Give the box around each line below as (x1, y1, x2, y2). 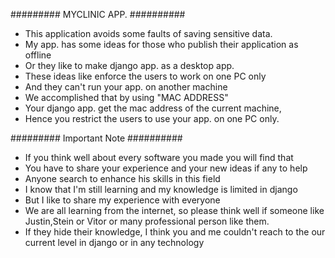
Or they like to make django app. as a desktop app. (24, 60, 235, 71)
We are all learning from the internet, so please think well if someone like (24, 205, 325, 216)
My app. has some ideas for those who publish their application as (24, 39, 299, 50)
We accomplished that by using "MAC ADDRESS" (24, 92, 229, 103)
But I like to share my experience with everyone (24, 194, 221, 206)
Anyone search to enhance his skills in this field (24, 173, 221, 184)
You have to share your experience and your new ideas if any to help (24, 162, 308, 174)
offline (24, 49, 52, 61)
